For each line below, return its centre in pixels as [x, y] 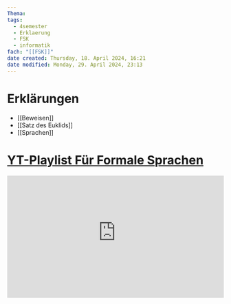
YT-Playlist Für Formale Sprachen [106, 160]
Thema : [16, 13]
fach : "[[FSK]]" [30, 52]
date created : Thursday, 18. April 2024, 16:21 [77, 58]
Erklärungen [43, 99]
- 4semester [31, 26]
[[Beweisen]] [35, 118]
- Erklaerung [32, 33]
